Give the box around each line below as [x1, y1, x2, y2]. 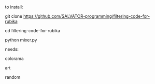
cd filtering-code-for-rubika [5, 28, 60, 33]
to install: [5, 4, 23, 10]
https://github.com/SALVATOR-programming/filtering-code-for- [23, 13, 150, 19]
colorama [5, 56, 24, 61]
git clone [5, 13, 23, 19]
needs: [5, 47, 19, 52]
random [5, 74, 21, 80]
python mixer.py [5, 37, 37, 43]
